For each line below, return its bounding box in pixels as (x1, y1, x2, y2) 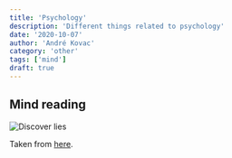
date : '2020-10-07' (9, 30, 83, 39)
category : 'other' (9, 47, 79, 56)
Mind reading (9, 97, 86, 113)
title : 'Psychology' (9, 13, 88, 23)
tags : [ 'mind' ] (9, 55, 67, 64)
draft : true (9, 64, 54, 73)
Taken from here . (9, 138, 74, 149)
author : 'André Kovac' (9, 38, 95, 48)
